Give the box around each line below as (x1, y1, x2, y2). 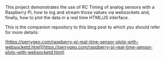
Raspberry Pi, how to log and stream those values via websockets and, (5, 9, 150, 15)
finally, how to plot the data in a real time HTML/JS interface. (5, 15, 129, 20)
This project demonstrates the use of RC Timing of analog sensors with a (5, 4, 155, 10)
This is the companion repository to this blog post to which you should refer (5, 24, 161, 30)
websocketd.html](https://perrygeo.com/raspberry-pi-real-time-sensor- (5, 44, 153, 50)
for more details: (5, 30, 39, 35)
